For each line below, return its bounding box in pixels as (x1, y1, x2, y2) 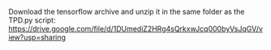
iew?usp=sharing (8, 32, 67, 42)
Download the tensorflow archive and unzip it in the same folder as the (8, 7, 245, 16)
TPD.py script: (8, 15, 56, 25)
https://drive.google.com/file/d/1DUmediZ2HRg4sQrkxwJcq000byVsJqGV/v (8, 24, 264, 33)
